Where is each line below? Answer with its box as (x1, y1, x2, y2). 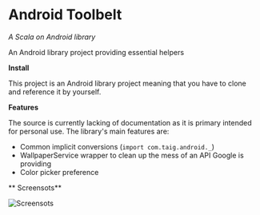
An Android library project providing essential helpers (8, 47, 185, 57)
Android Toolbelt (8, 6, 122, 24)
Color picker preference (19, 167, 99, 177)
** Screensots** (8, 182, 62, 193)
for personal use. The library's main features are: (8, 126, 170, 136)
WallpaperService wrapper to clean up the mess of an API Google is (19, 150, 244, 160)
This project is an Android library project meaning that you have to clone (8, 78, 246, 88)
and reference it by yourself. (8, 86, 102, 97)
